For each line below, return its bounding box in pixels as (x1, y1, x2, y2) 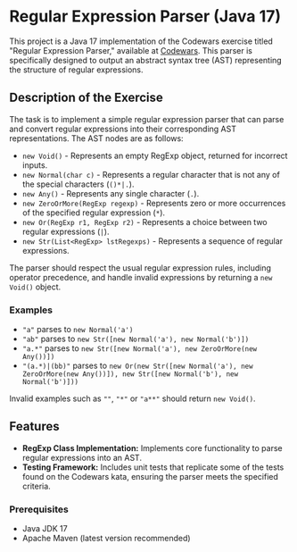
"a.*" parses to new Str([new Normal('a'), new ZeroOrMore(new (21, 343, 258, 354)
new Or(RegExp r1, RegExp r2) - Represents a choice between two (21, 216, 268, 227)
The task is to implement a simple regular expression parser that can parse (9, 113, 285, 124)
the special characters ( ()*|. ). (21, 179, 135, 189)
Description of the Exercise (9, 90, 163, 105)
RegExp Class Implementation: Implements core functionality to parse (21, 442, 283, 453)
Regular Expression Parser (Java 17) (9, 6, 282, 27)
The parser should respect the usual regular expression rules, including (9, 262, 272, 273)
